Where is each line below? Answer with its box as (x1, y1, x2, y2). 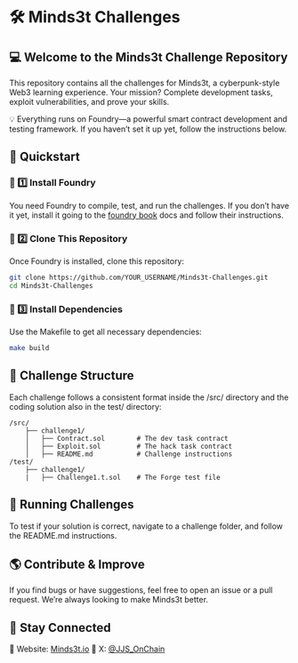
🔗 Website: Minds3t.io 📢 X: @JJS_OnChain (9, 643, 165, 654)
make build (9, 344, 50, 353)
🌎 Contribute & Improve (9, 556, 145, 571)
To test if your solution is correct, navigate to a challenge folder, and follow (9, 521, 283, 531)
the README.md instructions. (9, 530, 117, 540)
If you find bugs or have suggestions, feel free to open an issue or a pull (9, 585, 273, 595)
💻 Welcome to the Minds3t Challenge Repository (9, 50, 288, 65)
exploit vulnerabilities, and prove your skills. (9, 97, 170, 107)
